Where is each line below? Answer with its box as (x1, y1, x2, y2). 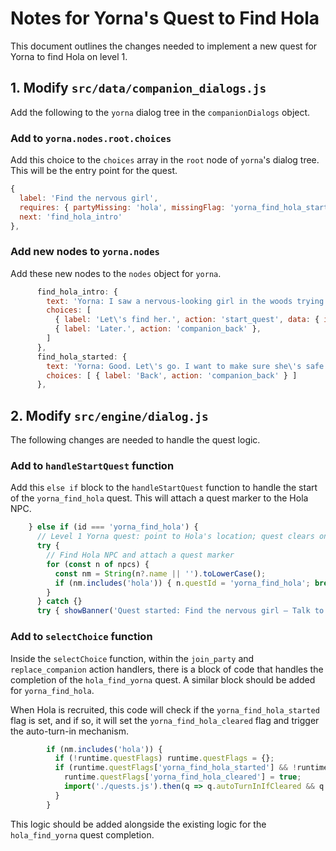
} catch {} (36, 597, 83, 607)
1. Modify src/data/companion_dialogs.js (10, 80, 267, 97)
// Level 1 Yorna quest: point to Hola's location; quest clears (36, 532, 315, 542)
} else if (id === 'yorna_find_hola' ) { (28, 522, 199, 532)
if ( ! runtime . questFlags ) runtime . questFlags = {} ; (54, 753, 275, 764)
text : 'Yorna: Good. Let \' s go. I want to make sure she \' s (46, 361, 302, 371)
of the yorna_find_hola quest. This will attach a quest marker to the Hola (10, 492, 309, 504)
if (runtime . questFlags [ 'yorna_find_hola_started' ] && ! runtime (54, 763, 329, 773)
